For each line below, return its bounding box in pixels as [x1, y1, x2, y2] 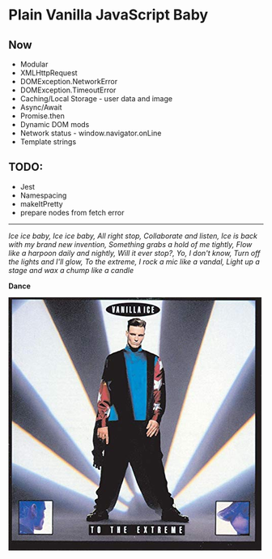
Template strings [19, 137, 77, 147]
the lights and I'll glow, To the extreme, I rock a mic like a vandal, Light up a [8, 257, 261, 267]
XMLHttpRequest [19, 68, 79, 78]
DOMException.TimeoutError [19, 85, 117, 95]
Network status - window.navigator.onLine [19, 128, 162, 138]
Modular [19, 59, 49, 69]
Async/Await [19, 103, 62, 112]
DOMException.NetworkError [19, 77, 118, 86]
